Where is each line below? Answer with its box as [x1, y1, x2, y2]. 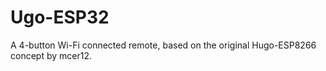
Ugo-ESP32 [10, 6, 110, 29]
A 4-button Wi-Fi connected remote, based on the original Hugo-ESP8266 [10, 39, 317, 51]
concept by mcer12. [10, 49, 92, 61]
